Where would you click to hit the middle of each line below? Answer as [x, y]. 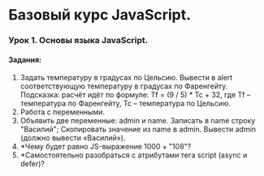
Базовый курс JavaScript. [100, 15]
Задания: [25, 59]
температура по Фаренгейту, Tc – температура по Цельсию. [126, 104]
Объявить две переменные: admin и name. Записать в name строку [138, 121]
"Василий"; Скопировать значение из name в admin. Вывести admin [138, 129]
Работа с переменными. [63, 112]
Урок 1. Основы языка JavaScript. [78, 41]
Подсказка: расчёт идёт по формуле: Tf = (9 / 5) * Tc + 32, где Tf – [135, 95]
